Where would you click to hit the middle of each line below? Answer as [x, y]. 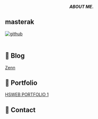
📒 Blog [15, 56]
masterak [20, 22]
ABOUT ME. [82, 7]
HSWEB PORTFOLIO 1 [27, 95]
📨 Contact [20, 110]
